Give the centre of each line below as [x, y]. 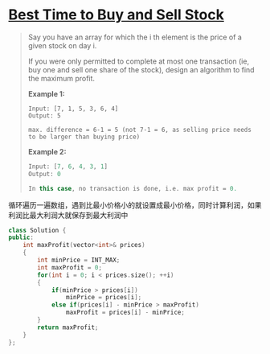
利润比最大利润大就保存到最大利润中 [68, 215]
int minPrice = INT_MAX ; [79, 260]
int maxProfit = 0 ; [70, 267]
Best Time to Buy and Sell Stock [117, 15]
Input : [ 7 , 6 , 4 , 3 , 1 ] [68, 167]
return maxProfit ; [68, 327]
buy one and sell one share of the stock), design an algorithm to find [141, 69]
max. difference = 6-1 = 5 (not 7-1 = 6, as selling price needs [139, 130]
